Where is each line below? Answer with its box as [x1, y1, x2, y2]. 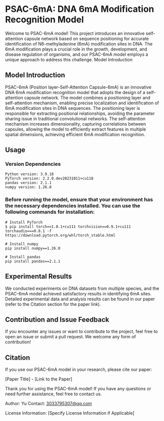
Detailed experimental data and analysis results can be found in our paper [5, 296, 155, 302]
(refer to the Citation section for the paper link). [5, 301, 101, 307]
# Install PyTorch [5, 220, 43, 225]
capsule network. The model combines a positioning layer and [24, 94, 151, 100]
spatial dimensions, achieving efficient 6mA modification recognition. [5, 131, 145, 137]
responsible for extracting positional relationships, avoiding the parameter [5, 110, 155, 116]
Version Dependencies [5, 161, 61, 168]
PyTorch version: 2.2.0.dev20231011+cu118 [5, 176, 94, 181]
